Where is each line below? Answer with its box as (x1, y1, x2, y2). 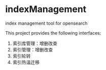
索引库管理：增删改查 (12, 40, 57, 46)
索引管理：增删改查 (12, 46, 53, 52)
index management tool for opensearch (5, 20, 88, 26)
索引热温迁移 (12, 59, 40, 65)
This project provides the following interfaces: (5, 30, 101, 36)
